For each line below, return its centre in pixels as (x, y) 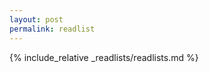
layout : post (36, 19)
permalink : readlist (52, 29)
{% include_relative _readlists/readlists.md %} (104, 57)
